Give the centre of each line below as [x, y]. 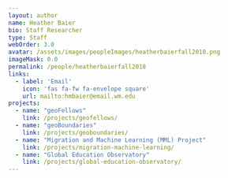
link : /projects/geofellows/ [70, 118]
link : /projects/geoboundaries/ [75, 132]
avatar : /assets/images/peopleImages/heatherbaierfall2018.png [114, 52]
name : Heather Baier [42, 23]
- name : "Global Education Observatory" [82, 154]
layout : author [33, 15]
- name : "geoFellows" [51, 111]
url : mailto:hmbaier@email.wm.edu [79, 96]
